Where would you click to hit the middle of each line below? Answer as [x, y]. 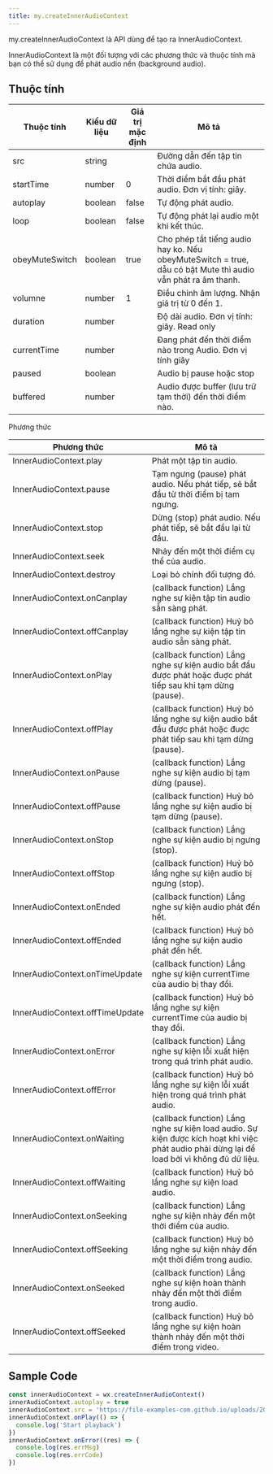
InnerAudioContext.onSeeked [69, 1288]
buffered [29, 397]
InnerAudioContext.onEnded [67, 907]
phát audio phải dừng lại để [204, 1149]
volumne [29, 298]
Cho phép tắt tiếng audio [204, 239]
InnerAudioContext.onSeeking [70, 1216]
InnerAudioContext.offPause [67, 807]
